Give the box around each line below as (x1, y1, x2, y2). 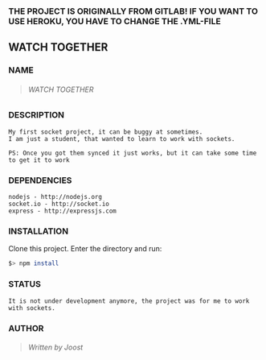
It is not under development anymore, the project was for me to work (8, 296, 250, 305)
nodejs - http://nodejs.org (8, 193, 103, 201)
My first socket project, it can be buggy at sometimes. (8, 127, 203, 136)
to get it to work (8, 155, 70, 164)
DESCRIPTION (8, 110, 65, 121)
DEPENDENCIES (8, 175, 72, 186)
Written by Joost (27, 342, 84, 352)
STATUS (8, 279, 42, 290)
